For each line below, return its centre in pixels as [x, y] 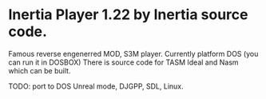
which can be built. [40, 70]
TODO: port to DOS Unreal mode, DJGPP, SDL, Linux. [96, 86]
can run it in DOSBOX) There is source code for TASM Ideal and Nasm [123, 62]
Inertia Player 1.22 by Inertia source [128, 15]
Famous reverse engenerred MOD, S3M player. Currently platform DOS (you [133, 53]
